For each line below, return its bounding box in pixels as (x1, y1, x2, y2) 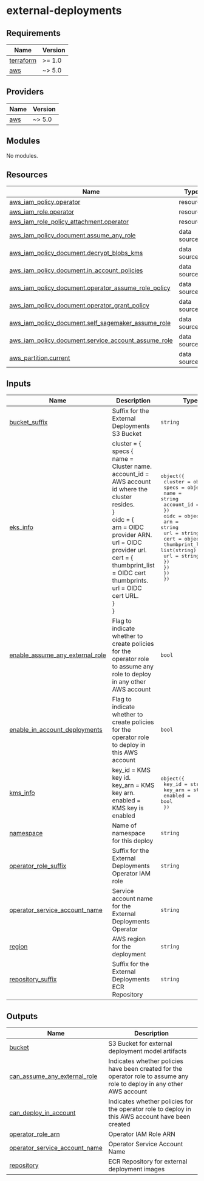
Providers (6, 86, 44, 97)
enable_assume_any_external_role (9, 651, 106, 659)
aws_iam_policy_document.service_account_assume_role (9, 336, 173, 345)
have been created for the (108, 1065, 183, 1073)
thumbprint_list (112, 561, 155, 570)
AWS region (112, 935, 146, 944)
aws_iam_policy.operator (9, 198, 81, 206)
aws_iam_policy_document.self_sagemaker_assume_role (9, 319, 171, 328)
